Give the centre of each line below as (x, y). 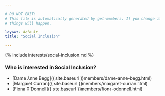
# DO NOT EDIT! (21, 14)
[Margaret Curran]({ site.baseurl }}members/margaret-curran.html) (80, 84)
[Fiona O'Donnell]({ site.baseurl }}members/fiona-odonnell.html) (77, 89)
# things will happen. (28, 23)
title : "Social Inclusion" (33, 37)
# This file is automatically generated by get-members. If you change (80, 18)
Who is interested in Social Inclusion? (51, 68)
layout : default (22, 32)
